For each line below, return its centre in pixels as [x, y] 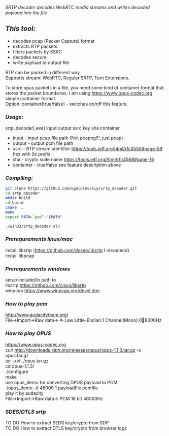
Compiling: [19, 178]
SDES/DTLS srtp [26, 412]
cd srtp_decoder [22, 193]
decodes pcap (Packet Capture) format [54, 41]
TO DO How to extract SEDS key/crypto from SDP [57, 423]
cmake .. [14, 207]
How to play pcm [26, 303]
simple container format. [31, 98]
